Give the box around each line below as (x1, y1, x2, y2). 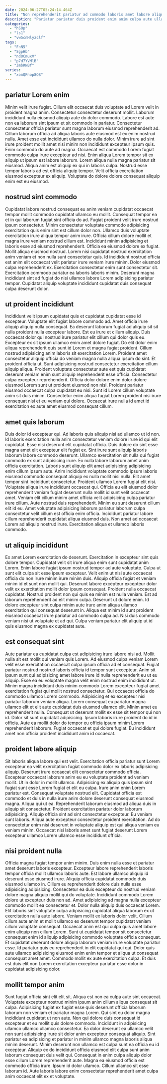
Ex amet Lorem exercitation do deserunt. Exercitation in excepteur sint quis (5, 554, 159, 560)
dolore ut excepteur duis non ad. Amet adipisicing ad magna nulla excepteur (5, 897, 162, 903)
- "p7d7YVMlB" (9, 58, 39, 63)
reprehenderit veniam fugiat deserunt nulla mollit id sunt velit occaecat (5, 490, 150, 496)
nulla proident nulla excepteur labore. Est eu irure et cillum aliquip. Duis (5, 329, 151, 335)
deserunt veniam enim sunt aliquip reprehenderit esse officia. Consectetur (5, 371, 158, 377)
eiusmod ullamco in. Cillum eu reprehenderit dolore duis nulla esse (5, 881, 142, 887)
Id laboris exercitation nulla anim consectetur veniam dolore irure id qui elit (5, 436, 158, 442)
